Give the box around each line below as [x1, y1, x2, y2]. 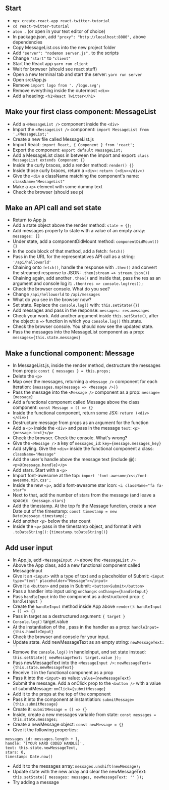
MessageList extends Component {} [12, 157, 85, 162]
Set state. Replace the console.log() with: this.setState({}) [12, 302, 140, 308]
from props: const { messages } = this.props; [12, 368, 111, 374]
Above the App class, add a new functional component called [12, 562, 140, 568]
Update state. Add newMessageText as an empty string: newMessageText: [12, 639, 164, 645]
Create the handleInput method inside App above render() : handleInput [12, 603, 162, 609]
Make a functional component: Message [5, 349, 135, 357]
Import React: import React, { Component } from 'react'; [12, 141, 135, 147]
